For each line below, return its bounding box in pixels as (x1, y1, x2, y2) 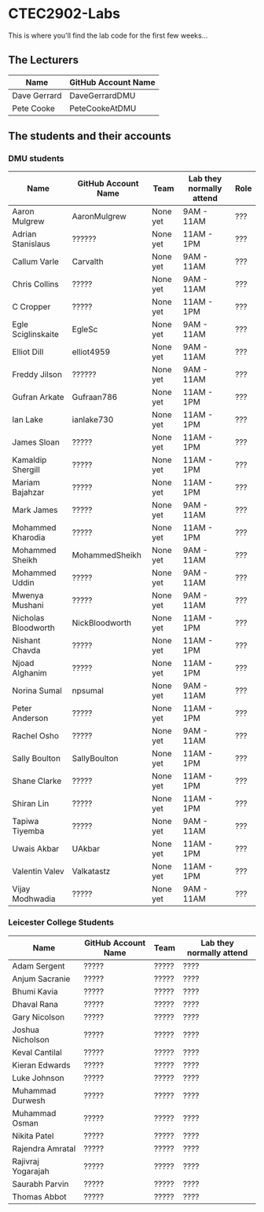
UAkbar (71, 844, 101, 855)
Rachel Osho (12, 730, 60, 741)
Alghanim (12, 668, 47, 679)
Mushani (12, 600, 45, 611)
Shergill (12, 464, 41, 475)
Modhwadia (12, 893, 57, 904)
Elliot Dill (12, 346, 44, 357)
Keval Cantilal (12, 1046, 63, 1057)
